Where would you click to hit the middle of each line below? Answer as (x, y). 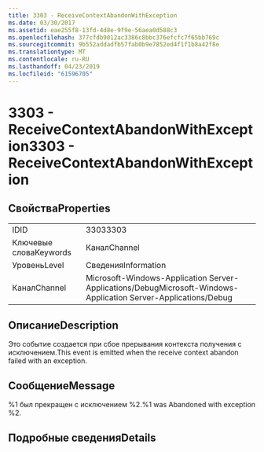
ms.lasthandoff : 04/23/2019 (54, 67)
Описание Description (64, 326)
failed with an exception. (48, 361)
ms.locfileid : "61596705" (50, 74)
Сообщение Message (62, 386)
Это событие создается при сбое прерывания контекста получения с (125, 344)
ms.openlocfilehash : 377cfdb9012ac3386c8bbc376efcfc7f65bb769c (114, 37)
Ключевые (32, 242)
